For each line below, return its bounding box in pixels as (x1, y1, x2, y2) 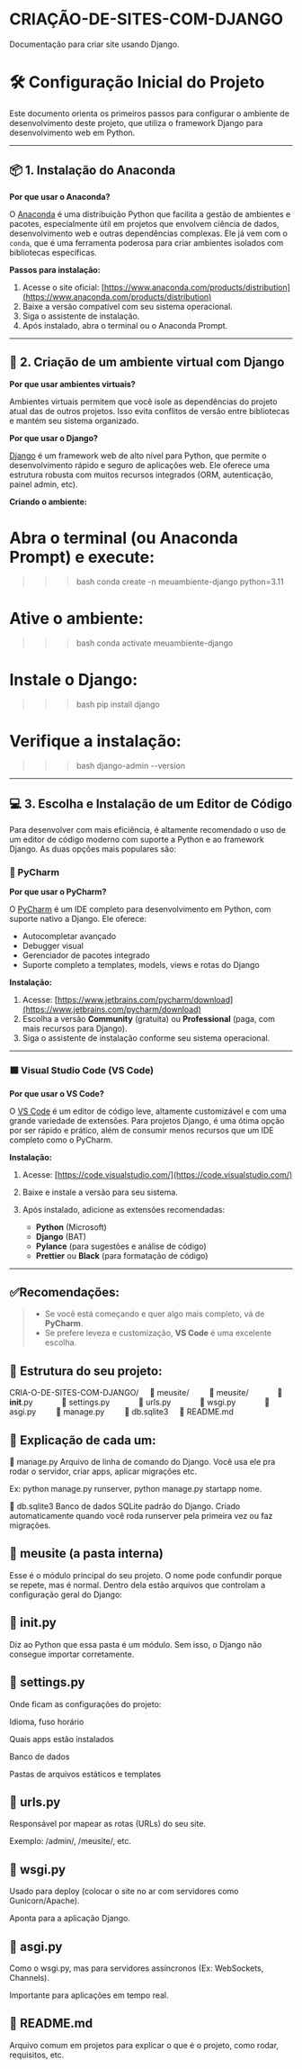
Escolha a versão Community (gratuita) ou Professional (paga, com (22, 1014, 276, 1025)
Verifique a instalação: (9, 730, 182, 751)
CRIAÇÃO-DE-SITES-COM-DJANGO (9, 9, 284, 30)
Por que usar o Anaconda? (9, 191, 111, 202)
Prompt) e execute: (9, 547, 155, 567)
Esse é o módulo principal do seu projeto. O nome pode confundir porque (9, 1569, 282, 1580)
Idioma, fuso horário (9, 1716, 84, 1727)
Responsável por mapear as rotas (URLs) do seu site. (9, 1819, 207, 1830)
